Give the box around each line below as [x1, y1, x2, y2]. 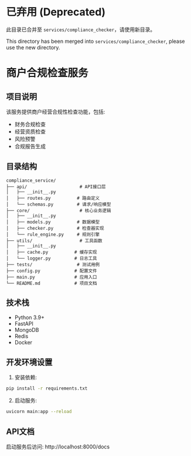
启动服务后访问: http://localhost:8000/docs [6, 443, 110, 450]
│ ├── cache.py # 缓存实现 [6, 249, 98, 255]
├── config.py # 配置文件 [6, 268, 98, 274]
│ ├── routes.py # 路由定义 [6, 195, 100, 201]
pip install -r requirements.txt [6, 385, 88, 391]
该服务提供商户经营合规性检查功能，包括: [6, 108, 105, 115]
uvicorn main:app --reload [6, 409, 72, 415]
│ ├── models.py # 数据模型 [6, 219, 100, 225]
